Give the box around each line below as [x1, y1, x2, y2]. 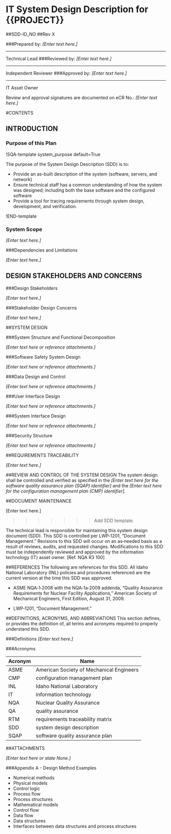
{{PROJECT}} [6, 14, 64, 26]
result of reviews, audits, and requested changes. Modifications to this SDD [6, 543, 164, 549]
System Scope [6, 226, 43, 233]
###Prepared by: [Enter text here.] [6, 41, 78, 47]
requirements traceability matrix [36, 715, 112, 722]
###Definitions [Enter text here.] [6, 636, 73, 642]
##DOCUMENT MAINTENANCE [6, 498, 72, 504]
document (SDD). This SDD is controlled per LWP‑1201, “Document [6, 533, 146, 539]
